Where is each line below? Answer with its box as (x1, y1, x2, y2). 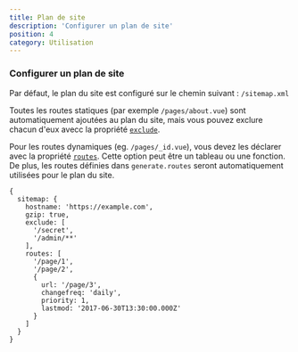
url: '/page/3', (41, 280, 102, 290)
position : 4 (9, 29, 54, 38)
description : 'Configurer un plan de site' (9, 21, 174, 30)
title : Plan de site (9, 12, 87, 22)
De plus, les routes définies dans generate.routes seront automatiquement (9, 160, 284, 170)
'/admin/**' (32, 233, 78, 242)
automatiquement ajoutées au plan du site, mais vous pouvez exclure (9, 114, 263, 125)
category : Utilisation (9, 37, 94, 47)
